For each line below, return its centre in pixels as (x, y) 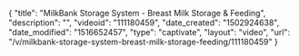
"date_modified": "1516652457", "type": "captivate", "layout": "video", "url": (149, 32)
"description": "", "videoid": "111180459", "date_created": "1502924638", (144, 23)
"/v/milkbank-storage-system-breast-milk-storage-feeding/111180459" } (143, 42)
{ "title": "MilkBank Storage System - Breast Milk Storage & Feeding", (137, 13)
